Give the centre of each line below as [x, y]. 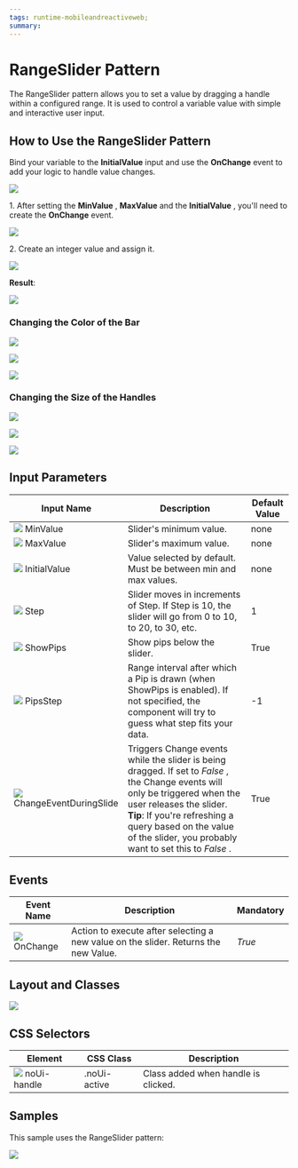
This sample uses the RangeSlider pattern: [86, 1137]
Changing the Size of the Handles [83, 398]
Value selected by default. [182, 558]
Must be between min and [182, 568]
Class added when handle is [202, 1074]
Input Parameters [58, 477]
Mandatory [260, 910]
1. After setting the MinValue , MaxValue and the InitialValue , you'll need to [149, 206]
